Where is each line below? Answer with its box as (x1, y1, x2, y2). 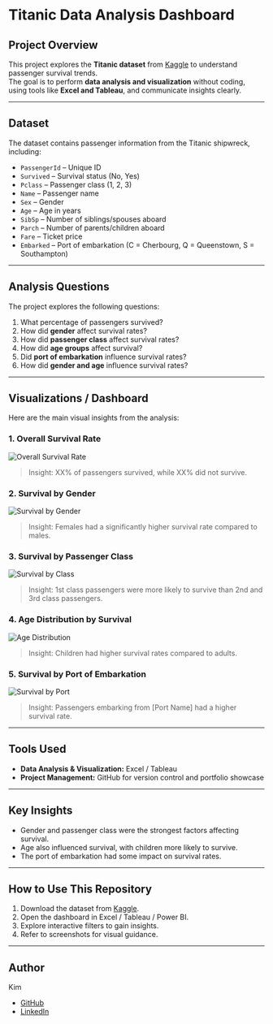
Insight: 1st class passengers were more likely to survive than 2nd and (28, 585, 263, 594)
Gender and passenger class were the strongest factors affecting (19, 825, 240, 835)
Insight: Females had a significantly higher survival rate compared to (28, 522, 258, 532)
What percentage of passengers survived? (19, 317, 164, 326)
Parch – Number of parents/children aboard (19, 223, 165, 232)
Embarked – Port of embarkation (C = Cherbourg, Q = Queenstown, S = (19, 240, 255, 249)
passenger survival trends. (8, 68, 98, 78)
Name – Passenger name (19, 188, 99, 198)
